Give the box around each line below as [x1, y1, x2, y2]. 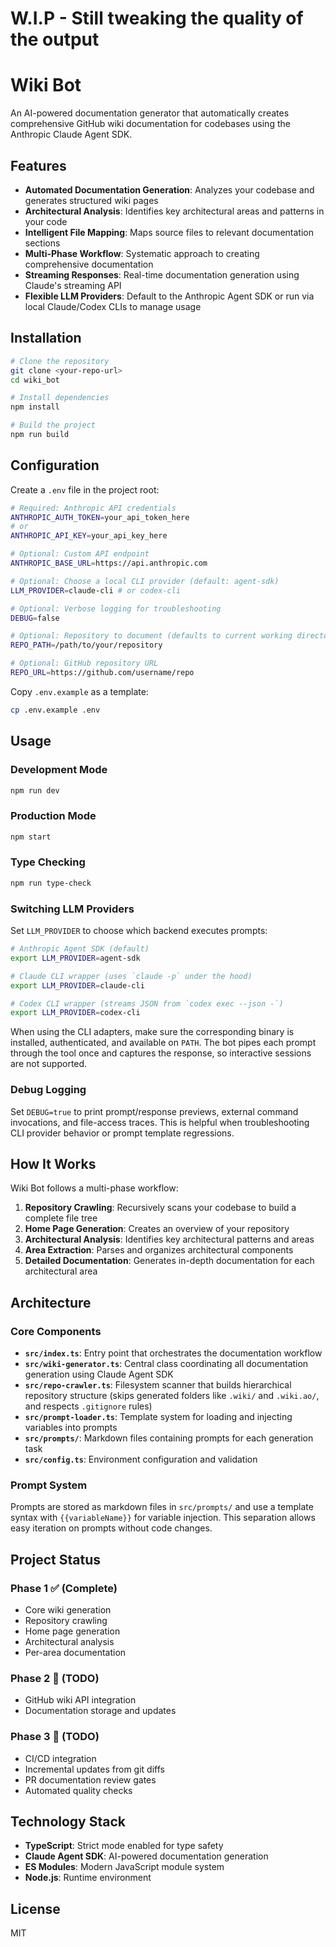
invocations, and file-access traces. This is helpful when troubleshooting [10, 1116, 310, 1128]
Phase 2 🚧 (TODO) [10, 1671, 100, 1685]
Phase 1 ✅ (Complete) [10, 1581, 118, 1595]
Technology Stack [10, 1813, 126, 1831]
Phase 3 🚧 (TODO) [10, 1730, 100, 1744]
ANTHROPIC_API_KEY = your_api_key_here [10, 531, 168, 541]
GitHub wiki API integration [24, 1694, 137, 1706]
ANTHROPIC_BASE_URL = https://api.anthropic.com [10, 558, 208, 569]
